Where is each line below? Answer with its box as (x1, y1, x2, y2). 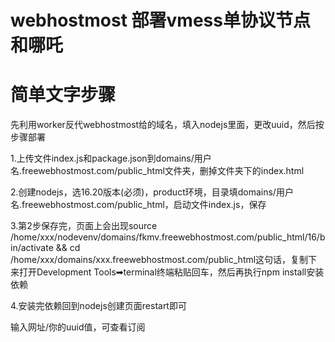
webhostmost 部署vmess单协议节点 (10, 9, 311, 32)
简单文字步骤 (10, 84, 117, 106)
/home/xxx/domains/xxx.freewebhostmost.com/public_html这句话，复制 (10, 254, 309, 266)
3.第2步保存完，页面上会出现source (10, 220, 158, 232)
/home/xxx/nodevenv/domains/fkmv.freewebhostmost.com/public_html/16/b (10, 231, 326, 243)
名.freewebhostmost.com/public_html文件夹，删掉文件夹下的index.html (10, 165, 305, 177)
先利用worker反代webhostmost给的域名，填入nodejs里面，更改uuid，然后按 (10, 119, 325, 131)
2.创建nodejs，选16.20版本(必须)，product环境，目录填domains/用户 (10, 186, 294, 198)
